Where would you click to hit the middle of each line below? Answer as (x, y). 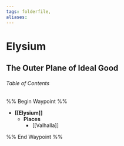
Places (32, 119)
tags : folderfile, (29, 12)
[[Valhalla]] (45, 125)
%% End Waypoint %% (34, 137)
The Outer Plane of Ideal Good (62, 68)
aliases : (17, 17)
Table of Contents (28, 83)
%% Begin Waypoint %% (37, 102)
